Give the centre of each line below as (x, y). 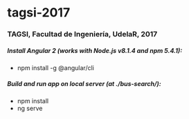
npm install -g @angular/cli (56, 68)
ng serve (30, 109)
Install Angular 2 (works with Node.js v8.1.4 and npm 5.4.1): (95, 50)
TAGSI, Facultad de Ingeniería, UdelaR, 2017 (82, 34)
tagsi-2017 (39, 13)
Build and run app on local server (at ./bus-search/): (84, 83)
